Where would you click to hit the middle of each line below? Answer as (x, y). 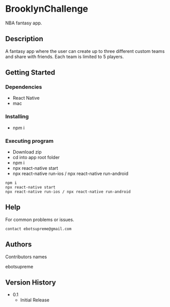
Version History (31, 283)
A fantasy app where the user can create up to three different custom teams (85, 51)
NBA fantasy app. (24, 23)
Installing (17, 116)
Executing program (30, 141)
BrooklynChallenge (47, 9)
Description (24, 39)
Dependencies (24, 87)
